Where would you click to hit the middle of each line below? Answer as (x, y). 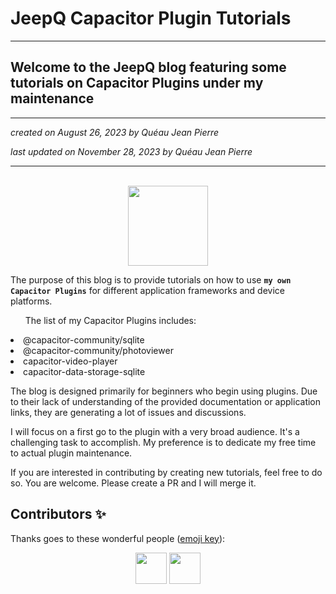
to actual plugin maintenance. (71, 453)
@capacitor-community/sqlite (84, 339)
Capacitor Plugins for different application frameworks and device (147, 290)
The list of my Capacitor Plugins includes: (110, 320)
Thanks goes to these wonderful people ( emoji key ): (118, 538)
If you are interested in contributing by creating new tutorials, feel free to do (166, 472)
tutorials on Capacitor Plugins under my (137, 83)
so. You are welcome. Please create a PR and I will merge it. (133, 483)
